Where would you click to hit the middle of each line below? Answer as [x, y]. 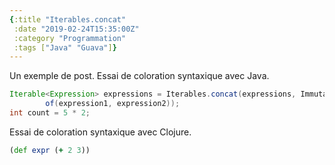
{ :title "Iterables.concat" [68, 19]
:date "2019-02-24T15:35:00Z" [76, 29]
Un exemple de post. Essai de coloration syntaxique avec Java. [139, 76]
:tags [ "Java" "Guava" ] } [65, 47]
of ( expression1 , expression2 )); [113, 104]
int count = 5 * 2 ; [50, 113]
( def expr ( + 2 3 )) [50, 150]
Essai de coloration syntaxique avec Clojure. [100, 132]
